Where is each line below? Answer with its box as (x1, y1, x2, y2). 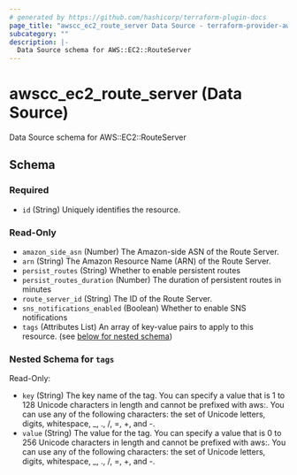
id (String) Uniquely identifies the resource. (21, 204, 181, 215)
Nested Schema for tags (9, 353, 115, 365)
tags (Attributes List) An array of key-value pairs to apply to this (21, 322, 254, 333)
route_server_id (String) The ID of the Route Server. (21, 294, 213, 304)
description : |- (9, 37, 69, 47)
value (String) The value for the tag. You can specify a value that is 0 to (21, 428, 282, 439)
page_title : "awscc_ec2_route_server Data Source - (9, 21, 203, 30)
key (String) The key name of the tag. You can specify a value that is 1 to (21, 390, 286, 401)
